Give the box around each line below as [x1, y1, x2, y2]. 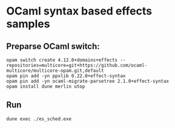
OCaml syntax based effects [6, 4, 153, 18]
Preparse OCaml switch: [6, 41, 100, 51]
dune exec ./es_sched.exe [6, 116, 71, 122]
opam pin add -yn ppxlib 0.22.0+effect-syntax [6, 73, 126, 79]
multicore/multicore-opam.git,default [6, 68, 104, 74]
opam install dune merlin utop [6, 83, 85, 89]
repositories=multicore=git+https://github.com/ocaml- [6, 62, 148, 68]
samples [6, 17, 50, 31]
